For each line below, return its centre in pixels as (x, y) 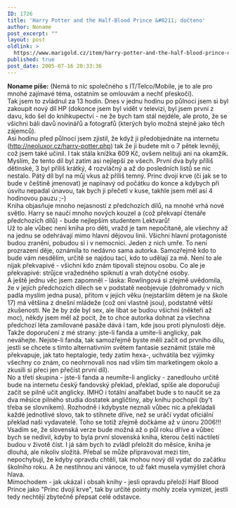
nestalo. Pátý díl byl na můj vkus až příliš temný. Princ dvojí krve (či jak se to (117, 176)
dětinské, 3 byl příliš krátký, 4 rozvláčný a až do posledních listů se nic (109, 168)
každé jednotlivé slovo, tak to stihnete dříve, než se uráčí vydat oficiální (110, 415)
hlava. (16, 474)
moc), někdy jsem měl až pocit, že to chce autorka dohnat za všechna (109, 318)
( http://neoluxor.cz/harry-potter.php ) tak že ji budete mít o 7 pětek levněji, (114, 145)
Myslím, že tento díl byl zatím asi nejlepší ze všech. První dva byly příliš (110, 161)
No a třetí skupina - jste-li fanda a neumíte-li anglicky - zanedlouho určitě (113, 377)
